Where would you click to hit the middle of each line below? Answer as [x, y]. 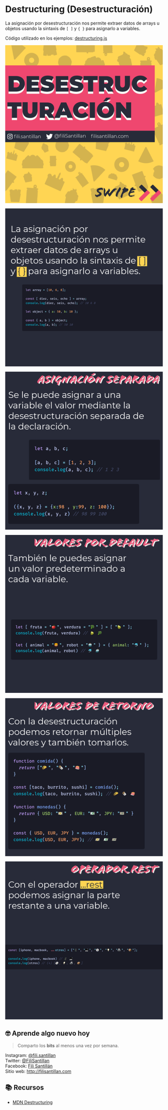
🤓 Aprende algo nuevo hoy [47, 1034]
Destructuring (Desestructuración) [79, 9]
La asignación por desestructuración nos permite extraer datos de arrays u [82, 23]
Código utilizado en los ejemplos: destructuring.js [56, 38]
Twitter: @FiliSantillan [27, 1060]
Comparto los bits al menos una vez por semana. [68, 1045]
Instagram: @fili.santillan [30, 1055]
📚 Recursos [24, 1088]
